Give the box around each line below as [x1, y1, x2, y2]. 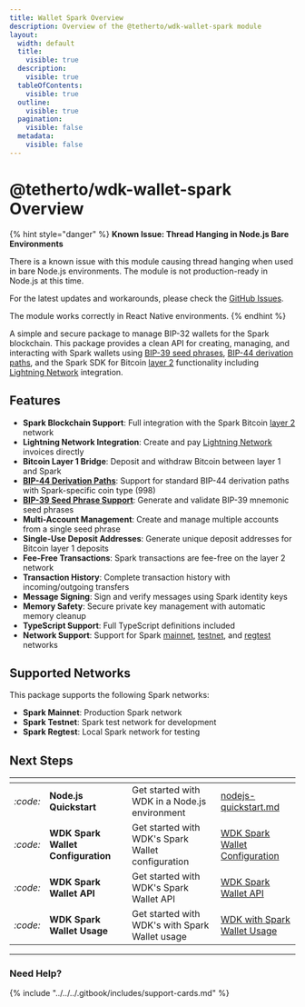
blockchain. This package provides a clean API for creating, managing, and [9, 337, 290, 348]
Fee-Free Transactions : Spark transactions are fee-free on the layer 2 [22, 552, 286, 563]
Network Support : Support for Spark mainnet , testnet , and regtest [22, 629, 271, 641]
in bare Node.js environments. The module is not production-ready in [9, 265, 268, 276]
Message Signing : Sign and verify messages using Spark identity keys [22, 591, 288, 602]
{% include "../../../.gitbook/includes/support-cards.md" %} [9, 988, 230, 999]
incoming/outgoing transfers [22, 581, 130, 592]
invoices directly [22, 446, 84, 457]
